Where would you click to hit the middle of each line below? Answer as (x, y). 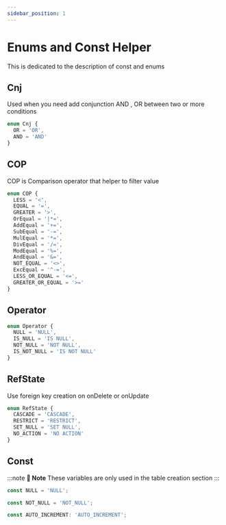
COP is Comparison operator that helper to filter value (83, 181)
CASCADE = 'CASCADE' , (44, 415)
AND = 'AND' (30, 137)
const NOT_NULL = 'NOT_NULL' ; (50, 503)
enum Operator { (30, 326)
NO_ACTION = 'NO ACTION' (49, 434)
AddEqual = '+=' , (38, 226)
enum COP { (23, 193)
